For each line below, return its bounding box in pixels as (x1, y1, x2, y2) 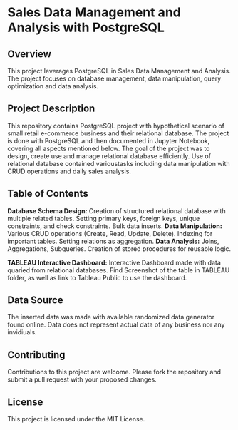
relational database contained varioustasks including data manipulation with (7, 159, 230, 168)
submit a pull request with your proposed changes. (7, 375, 157, 384)
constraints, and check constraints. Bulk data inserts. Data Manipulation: (7, 222, 222, 230)
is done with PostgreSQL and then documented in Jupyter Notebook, (7, 136, 210, 145)
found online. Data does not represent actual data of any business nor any (7, 320, 225, 329)
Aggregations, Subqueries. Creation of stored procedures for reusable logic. (7, 244, 232, 253)
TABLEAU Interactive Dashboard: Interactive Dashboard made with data (7, 258, 221, 267)
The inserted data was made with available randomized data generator (7, 313, 215, 322)
